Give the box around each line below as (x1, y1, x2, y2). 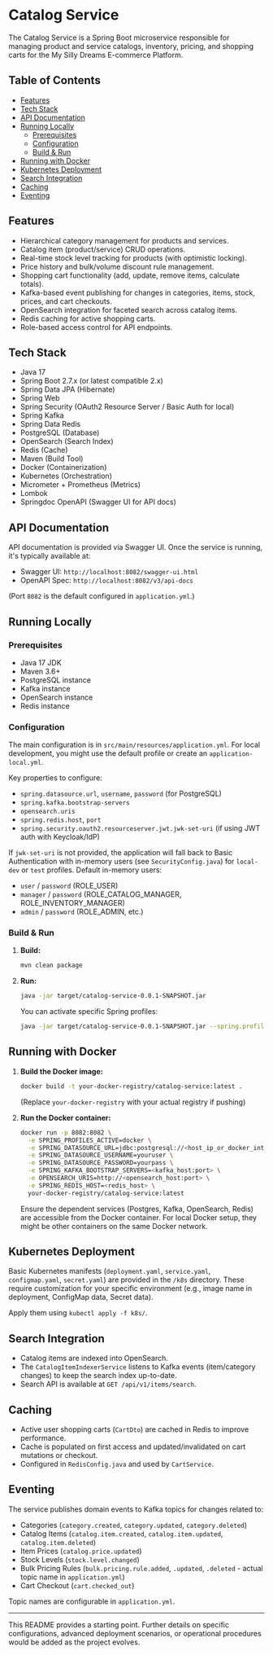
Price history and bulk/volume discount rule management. (19, 261, 214, 271)
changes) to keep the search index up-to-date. (19, 1371, 177, 1381)
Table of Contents (8, 73, 102, 87)
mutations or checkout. (19, 1451, 98, 1460)
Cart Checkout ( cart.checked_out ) (19, 1580, 135, 1590)
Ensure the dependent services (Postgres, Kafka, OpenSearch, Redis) (19, 1204, 254, 1214)
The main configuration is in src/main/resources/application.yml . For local (8, 740, 261, 750)
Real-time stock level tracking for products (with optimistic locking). (19, 252, 248, 262)
